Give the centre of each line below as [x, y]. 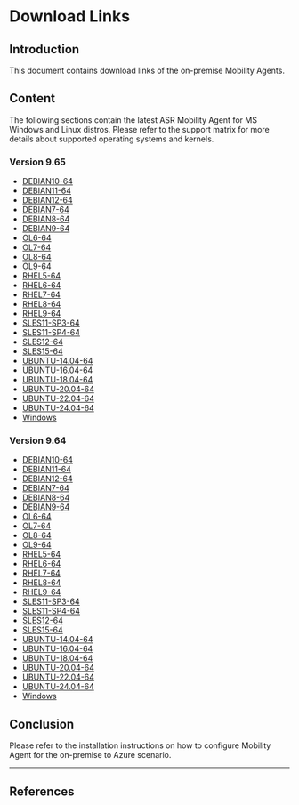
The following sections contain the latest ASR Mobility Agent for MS [133, 120]
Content [32, 98]
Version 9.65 [38, 162]
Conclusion [42, 724]
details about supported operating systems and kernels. [112, 139]
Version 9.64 [38, 440]
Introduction [44, 49]
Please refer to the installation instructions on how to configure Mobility [140, 745]
